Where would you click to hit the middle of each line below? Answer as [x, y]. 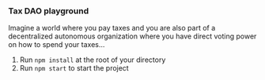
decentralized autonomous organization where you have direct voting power [132, 36]
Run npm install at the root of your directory [93, 60]
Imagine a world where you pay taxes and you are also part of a [112, 28]
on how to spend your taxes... [57, 45]
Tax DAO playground [49, 11]
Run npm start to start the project [74, 68]
